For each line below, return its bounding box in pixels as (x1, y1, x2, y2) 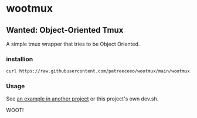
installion (6, 55, 33, 63)
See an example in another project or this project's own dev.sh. (6, 95, 159, 102)
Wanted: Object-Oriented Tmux (6, 25, 124, 35)
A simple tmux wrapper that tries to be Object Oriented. (6, 40, 140, 47)
